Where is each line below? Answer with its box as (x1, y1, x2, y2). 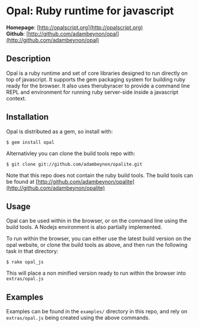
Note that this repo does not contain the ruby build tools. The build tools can (6, 171, 194, 179)
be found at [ (6, 178, 38, 185)
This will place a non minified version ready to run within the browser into (6, 269, 186, 277)
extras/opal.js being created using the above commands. (6, 314, 150, 322)
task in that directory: (6, 248, 58, 255)
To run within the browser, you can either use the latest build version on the (6, 235, 192, 242)
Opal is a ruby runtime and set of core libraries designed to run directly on (6, 70, 188, 77)
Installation (6, 112, 49, 122)
